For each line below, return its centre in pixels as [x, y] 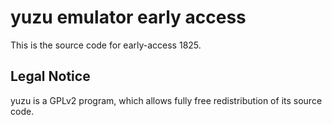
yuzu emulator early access [128, 17]
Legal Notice [50, 76]
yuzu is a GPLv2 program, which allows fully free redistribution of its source [166, 100]
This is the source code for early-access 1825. [106, 45]
